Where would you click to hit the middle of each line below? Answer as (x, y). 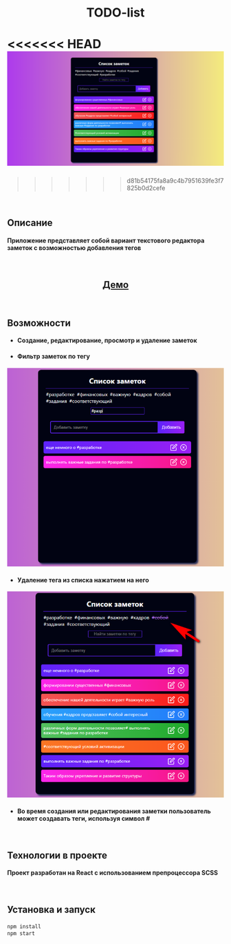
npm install (24, 926)
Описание (30, 223)
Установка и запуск (52, 910)
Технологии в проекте (57, 855)
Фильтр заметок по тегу (54, 356)
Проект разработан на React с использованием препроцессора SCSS (113, 873)
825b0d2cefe (146, 188)
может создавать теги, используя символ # (83, 818)
